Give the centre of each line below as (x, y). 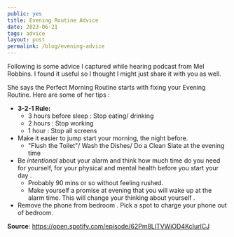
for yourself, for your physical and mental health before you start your (118, 168)
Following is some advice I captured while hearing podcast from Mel (106, 66)
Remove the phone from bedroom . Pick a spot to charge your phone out (122, 205)
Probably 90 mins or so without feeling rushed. (95, 183)
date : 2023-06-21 (33, 27)
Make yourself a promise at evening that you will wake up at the (120, 190)
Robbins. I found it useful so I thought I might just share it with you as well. (115, 74)
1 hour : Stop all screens (62, 131)
